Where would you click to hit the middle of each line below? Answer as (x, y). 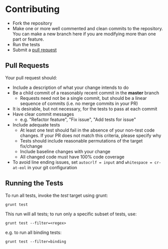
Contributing (32, 9)
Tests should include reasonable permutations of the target (81, 141)
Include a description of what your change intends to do (71, 87)
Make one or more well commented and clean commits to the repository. (88, 28)
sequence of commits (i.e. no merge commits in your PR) (79, 103)
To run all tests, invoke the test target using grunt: (57, 195)
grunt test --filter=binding (36, 241)
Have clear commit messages (43, 114)
